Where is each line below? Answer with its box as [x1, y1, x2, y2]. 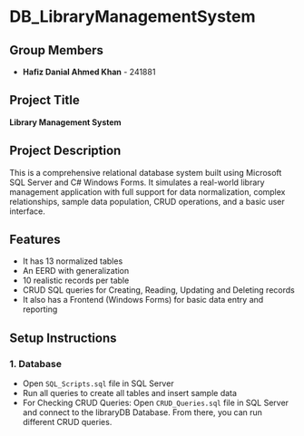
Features [9, 232, 61, 247]
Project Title [9, 92, 80, 108]
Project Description [9, 143, 122, 159]
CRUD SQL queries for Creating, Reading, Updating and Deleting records [22, 285, 295, 296]
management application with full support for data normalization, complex [9, 186, 286, 197]
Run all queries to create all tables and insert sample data [22, 388, 238, 399]
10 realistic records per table [22, 275, 130, 286]
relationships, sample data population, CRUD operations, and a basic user [9, 196, 285, 207]
